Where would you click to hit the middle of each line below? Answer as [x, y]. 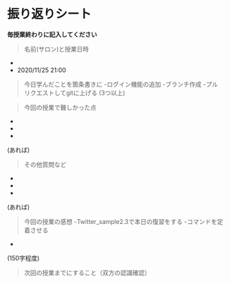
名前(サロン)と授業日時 [56, 49]
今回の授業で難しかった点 [60, 107]
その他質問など [45, 164]
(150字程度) [23, 258]
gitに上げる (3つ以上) [96, 93]
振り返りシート [49, 14]
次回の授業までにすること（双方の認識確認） [87, 273]
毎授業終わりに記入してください [52, 34]
